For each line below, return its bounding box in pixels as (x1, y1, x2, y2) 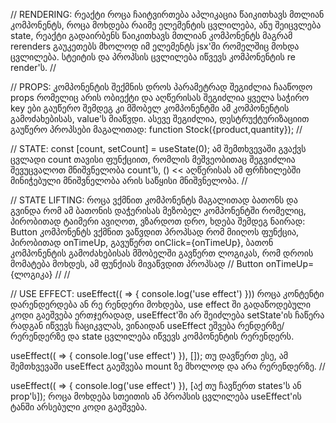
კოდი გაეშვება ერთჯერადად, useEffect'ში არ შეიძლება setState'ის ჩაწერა (10, 309, 325, 321)
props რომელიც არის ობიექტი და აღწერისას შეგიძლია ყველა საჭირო (10, 92, 310, 103)
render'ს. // (10, 62, 57, 73)
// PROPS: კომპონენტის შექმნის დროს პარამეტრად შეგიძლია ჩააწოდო (10, 81, 313, 93)
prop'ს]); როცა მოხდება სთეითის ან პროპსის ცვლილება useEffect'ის (10, 390, 302, 402)
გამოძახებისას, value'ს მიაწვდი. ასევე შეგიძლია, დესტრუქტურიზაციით (10, 113, 310, 124)
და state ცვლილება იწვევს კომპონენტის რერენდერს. (67, 330, 295, 342)
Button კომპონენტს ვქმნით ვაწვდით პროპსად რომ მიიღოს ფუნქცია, (10, 226, 300, 238)
